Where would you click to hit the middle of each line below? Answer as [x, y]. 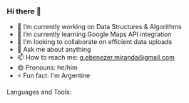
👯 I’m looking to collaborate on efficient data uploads [94, 42]
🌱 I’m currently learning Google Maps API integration [94, 34]
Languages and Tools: [39, 92]
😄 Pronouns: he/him [47, 67]
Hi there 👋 [24, 11]
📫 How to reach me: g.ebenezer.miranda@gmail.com [96, 58]
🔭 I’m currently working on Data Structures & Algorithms [99, 27]
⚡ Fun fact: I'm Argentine [53, 76]
